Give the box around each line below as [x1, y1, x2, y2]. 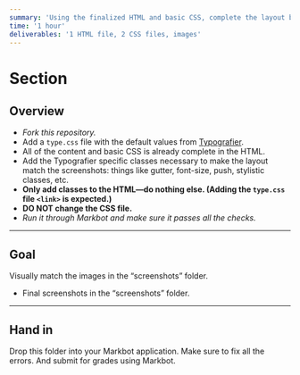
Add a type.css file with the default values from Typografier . [21, 137, 244, 147]
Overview [9, 104, 65, 119]
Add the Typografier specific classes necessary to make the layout [21, 155, 269, 166]
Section [9, 68, 68, 88]
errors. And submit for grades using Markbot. [9, 355, 176, 366]
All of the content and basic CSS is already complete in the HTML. [21, 146, 266, 157]
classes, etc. [21, 175, 69, 186]
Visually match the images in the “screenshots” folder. [9, 271, 208, 281]
